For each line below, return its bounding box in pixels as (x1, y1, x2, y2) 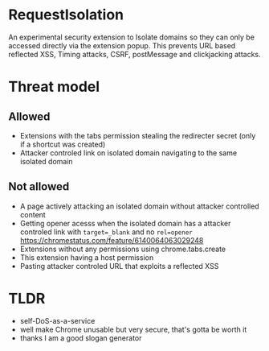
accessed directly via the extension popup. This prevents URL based (8, 40, 236, 50)
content (19, 209, 46, 219)
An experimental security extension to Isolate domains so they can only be (8, 32, 255, 42)
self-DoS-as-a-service (19, 316, 96, 325)
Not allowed (8, 180, 70, 194)
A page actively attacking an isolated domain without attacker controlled (19, 201, 259, 211)
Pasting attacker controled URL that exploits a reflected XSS (19, 261, 219, 270)
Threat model (8, 78, 100, 96)
